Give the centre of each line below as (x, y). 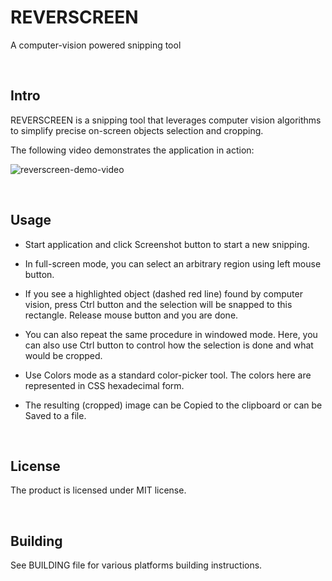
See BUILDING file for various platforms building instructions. (136, 565)
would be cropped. (63, 355)
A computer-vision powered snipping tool (96, 45)
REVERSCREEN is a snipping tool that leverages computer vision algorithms (166, 120)
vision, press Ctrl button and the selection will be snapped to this (158, 304)
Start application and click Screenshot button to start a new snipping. (167, 244)
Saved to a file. (55, 415)
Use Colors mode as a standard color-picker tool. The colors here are (168, 375)
